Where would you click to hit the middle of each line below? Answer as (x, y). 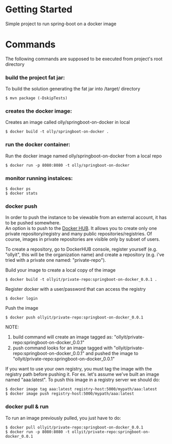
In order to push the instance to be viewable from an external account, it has (86, 218)
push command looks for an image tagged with (63, 348)
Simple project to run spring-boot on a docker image (61, 24)
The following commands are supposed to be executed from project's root (84, 59)
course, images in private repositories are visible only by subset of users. (83, 239)
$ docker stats (22, 193)
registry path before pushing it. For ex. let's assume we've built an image (82, 375)
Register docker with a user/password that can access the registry (76, 289)
